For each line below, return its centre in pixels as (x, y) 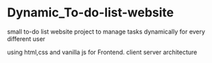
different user (26, 38)
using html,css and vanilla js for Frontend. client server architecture (102, 52)
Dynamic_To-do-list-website (91, 13)
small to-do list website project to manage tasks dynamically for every (106, 32)
